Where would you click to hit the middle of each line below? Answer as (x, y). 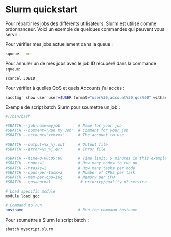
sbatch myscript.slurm (29, 229)
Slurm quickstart (41, 9)
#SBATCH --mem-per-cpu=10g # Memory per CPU (60, 177)
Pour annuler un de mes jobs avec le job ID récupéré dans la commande (81, 63)
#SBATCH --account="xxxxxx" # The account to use (65, 135)
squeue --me (18, 54)
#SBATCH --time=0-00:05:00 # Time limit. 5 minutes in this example (86, 158)
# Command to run (24, 205)
